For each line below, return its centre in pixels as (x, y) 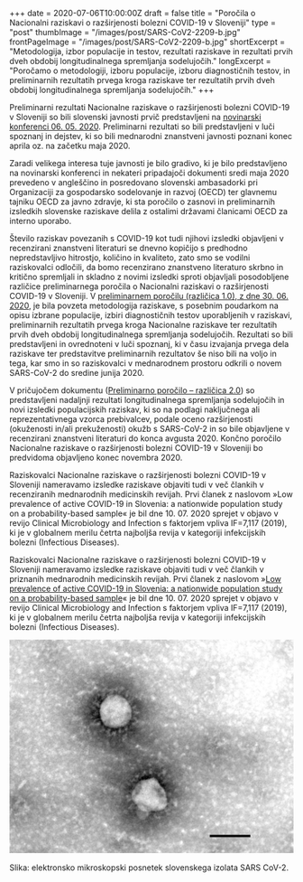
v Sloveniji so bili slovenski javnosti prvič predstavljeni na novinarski (135, 117)
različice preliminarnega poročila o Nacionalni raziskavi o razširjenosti (139, 286)
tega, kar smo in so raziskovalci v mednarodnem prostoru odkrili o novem (146, 363)
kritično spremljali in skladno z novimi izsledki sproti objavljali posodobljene (149, 277)
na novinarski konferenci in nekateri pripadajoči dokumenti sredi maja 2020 (149, 173)
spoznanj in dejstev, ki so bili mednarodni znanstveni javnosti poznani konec (151, 136)
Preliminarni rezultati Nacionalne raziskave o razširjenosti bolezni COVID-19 (150, 107)
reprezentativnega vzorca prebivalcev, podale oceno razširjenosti (131, 419)
